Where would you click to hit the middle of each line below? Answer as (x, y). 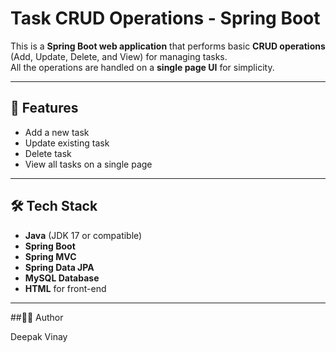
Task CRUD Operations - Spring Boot (165, 18)
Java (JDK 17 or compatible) (83, 235)
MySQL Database (62, 278)
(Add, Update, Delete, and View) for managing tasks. (119, 56)
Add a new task (57, 132)
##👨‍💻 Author (37, 317)
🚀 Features (44, 108)
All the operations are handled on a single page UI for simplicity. (142, 67)
